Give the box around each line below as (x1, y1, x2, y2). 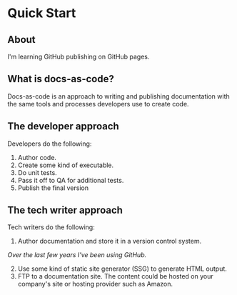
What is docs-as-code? (7, 73, 114, 85)
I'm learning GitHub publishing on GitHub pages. (7, 52, 150, 61)
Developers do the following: (7, 139, 92, 148)
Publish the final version (17, 184, 89, 192)
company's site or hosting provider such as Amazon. (17, 280, 173, 289)
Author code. (17, 153, 57, 161)
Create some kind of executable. (17, 161, 114, 169)
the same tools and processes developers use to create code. (7, 99, 189, 108)
